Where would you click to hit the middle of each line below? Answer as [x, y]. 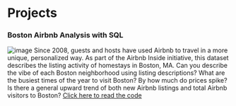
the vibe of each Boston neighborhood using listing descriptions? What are [116, 73]
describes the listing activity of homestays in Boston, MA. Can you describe [118, 66]
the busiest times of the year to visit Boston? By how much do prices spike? [117, 81]
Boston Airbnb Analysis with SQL [65, 35]
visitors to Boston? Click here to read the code [75, 95]
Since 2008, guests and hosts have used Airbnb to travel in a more [131, 50]
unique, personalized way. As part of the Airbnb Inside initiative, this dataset [118, 58]
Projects [33, 13]
